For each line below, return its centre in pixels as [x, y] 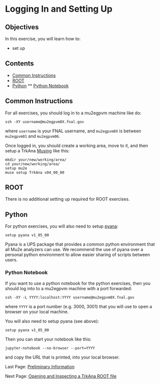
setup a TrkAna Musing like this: [37, 150]
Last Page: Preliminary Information [40, 366]
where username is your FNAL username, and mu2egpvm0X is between [73, 131]
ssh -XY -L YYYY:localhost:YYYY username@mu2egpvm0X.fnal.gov [70, 297]
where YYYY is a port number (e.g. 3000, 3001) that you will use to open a [79, 306]
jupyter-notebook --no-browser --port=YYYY [50, 348]
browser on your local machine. [37, 312]
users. [11, 260]
